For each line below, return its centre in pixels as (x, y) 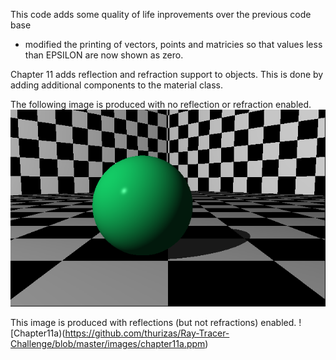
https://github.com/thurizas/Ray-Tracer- (147, 333)
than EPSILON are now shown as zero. (104, 55)
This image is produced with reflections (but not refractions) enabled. (153, 322)
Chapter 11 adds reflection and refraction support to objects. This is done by (167, 74)
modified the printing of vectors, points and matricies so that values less (173, 44)
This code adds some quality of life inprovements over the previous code (161, 14)
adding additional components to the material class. (117, 85)
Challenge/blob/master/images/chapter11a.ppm (108, 343)
